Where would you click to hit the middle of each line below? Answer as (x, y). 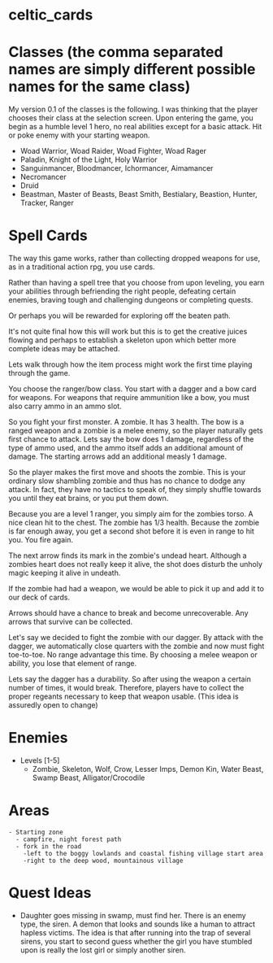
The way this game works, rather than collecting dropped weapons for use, (134, 259)
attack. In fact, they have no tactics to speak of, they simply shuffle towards (135, 490)
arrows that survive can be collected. (71, 622)
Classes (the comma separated (116, 52)
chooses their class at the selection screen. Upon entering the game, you (131, 118)
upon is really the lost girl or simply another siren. (103, 950)
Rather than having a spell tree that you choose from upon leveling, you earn (136, 283)
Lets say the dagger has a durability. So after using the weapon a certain (130, 679)
